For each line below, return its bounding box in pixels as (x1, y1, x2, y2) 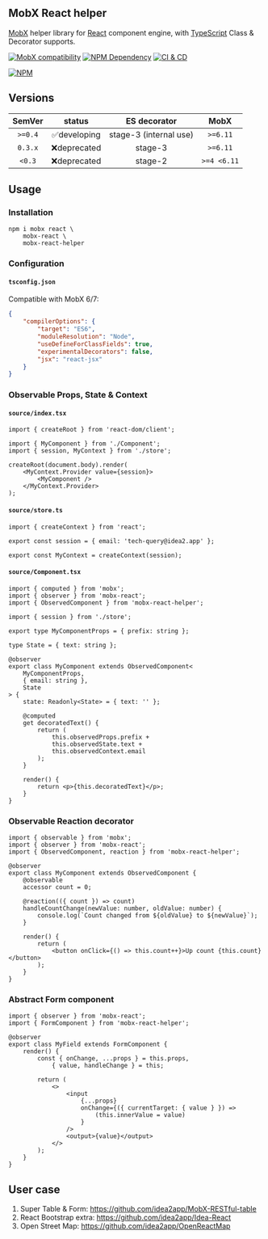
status (63, 115, 89, 126)
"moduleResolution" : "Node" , (37, 333, 136, 341)
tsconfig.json (8, 278, 57, 286)
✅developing (51, 129, 101, 140)
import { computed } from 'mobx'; (8, 584, 125, 592)
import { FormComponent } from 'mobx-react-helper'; (8, 1019, 190, 1027)
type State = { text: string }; (8, 641, 117, 649)
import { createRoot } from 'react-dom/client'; (8, 426, 175, 434)
